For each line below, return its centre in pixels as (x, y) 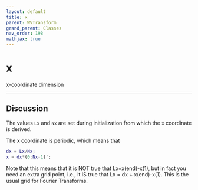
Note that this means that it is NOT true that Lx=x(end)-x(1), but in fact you (96, 168)
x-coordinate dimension (35, 84)
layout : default (26, 12)
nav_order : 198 (25, 34)
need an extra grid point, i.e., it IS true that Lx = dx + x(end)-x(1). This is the (98, 174)
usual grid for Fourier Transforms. (47, 181)
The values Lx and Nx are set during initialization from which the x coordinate (99, 123)
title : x (17, 17)
